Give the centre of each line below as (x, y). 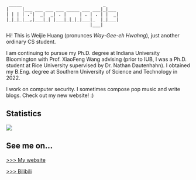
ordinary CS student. (31, 41)
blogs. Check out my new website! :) (50, 95)
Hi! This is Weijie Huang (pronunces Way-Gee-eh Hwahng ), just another (93, 35)
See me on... (30, 146)
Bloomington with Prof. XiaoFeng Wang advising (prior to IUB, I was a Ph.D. (97, 59)
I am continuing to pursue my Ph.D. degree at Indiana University (83, 53)
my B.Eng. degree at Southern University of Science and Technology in (92, 72)
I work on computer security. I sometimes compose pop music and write (93, 89)
